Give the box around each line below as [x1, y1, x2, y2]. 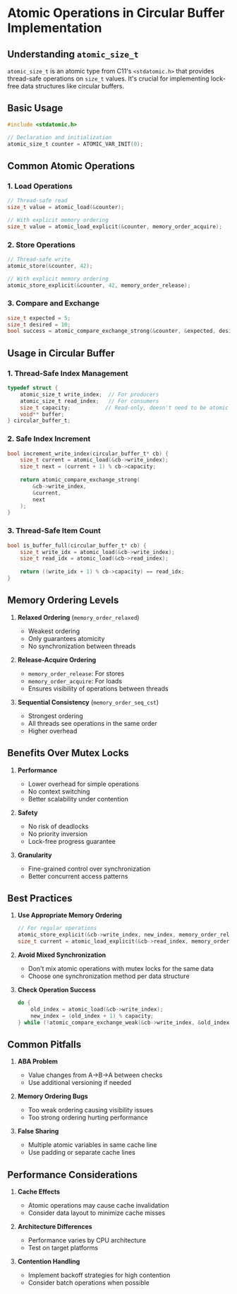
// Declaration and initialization [7, 134, 112, 141]
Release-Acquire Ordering [17, 655, 97, 664]
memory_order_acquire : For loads [28, 676, 122, 685]
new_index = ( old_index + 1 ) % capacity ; [30, 1012, 154, 1019]
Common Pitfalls [7, 1038, 82, 1050]
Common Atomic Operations [7, 160, 135, 172]
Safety [17, 808, 38, 817]
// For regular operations [17, 924, 97, 932]
